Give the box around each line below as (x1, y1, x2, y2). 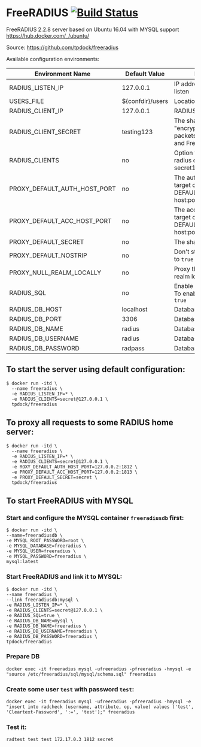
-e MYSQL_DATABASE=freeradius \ (6, 543, 87, 549)
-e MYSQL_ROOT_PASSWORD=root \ (6, 538, 84, 544)
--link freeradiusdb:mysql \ (6, 597, 79, 603)
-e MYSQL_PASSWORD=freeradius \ (6, 554, 87, 560)
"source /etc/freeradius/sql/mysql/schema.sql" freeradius (6, 671, 157, 677)
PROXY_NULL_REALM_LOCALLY (9, 268, 102, 277)
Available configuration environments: (6, 55, 100, 62)
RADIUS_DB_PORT (9, 314, 62, 323)
